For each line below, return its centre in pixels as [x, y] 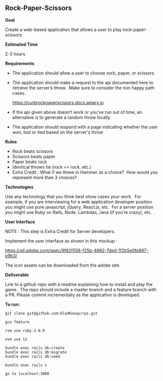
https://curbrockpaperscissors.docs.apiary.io [58, 103]
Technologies [19, 187]
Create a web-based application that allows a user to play [63, 30]
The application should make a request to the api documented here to [83, 82]
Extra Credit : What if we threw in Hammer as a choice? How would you [85, 172]
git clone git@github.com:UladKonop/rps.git [51, 313]
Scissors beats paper [34, 156]
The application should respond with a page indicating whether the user [85, 127]
